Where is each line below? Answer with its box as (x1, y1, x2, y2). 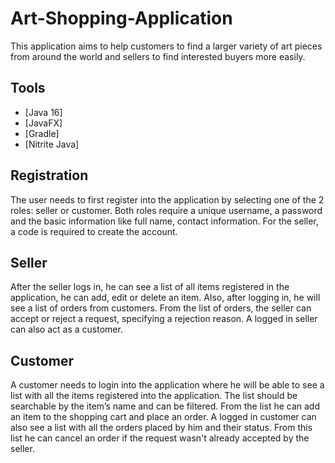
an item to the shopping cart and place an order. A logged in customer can (10, 411, 317, 423)
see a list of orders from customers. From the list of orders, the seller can (10, 302, 312, 314)
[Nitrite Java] (24, 138, 80, 150)
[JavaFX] (24, 117, 63, 129)
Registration (10, 167, 89, 184)
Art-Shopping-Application (10, 7, 233, 30)
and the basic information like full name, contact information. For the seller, (10, 215, 319, 227)
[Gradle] (24, 127, 60, 139)
